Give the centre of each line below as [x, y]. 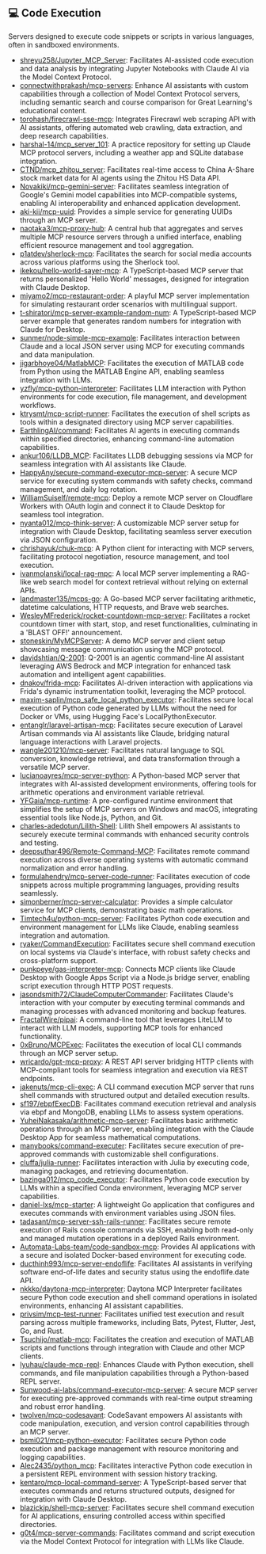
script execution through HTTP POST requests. [96, 985]
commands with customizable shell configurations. [136, 1154]
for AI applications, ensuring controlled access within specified [122, 1516]
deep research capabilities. [64, 135]
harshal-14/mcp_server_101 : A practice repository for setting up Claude [135, 144]
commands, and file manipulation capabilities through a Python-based [134, 1373]
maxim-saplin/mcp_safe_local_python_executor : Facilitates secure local [136, 699]
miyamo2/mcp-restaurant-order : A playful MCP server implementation [135, 295]
